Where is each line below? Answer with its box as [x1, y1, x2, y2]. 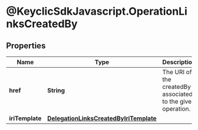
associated [162, 90, 193, 98]
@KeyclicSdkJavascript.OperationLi [6, 5, 187, 18]
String [47, 86, 65, 94]
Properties [6, 41, 46, 51]
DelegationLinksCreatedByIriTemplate [47, 114, 157, 122]
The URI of [162, 68, 192, 76]
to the [162, 98, 179, 105]
